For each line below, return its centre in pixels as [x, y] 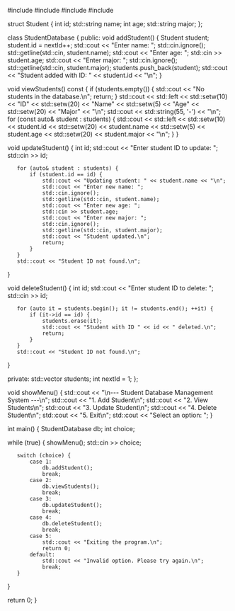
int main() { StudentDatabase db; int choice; [71, 429]
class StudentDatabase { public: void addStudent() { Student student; [108, 38]
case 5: [41, 536]
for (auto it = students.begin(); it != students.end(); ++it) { [115, 309]
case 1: [41, 462]
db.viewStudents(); [71, 486]
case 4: [41, 518]
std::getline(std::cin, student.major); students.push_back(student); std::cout [117, 68]
